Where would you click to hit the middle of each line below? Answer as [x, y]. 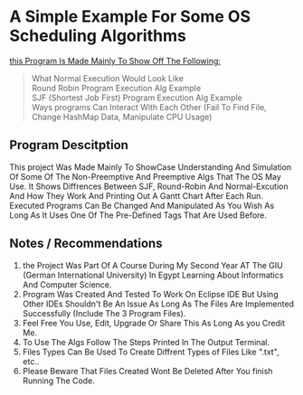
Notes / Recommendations [86, 244]
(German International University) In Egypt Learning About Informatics [153, 275]
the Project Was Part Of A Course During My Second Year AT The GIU [152, 265]
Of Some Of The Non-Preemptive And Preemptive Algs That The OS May [146, 176]
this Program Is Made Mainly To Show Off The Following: [115, 61]
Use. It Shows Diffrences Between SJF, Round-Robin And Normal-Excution [149, 186]
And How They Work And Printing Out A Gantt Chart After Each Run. [137, 195]
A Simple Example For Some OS [130, 17]
